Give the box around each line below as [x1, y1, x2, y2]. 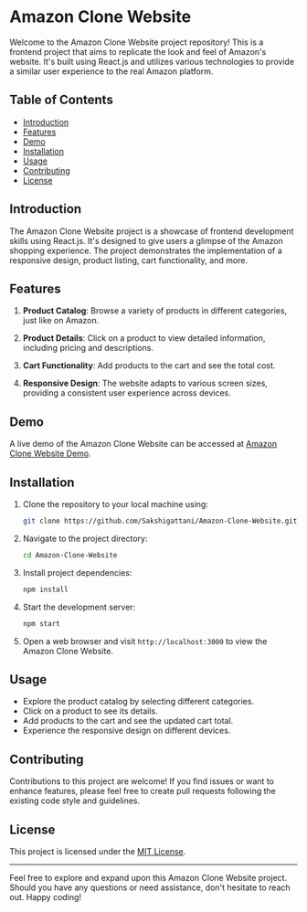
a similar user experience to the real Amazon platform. [9, 66, 214, 77]
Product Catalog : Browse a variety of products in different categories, [22, 305, 288, 316]
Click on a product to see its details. [22, 705, 158, 716]
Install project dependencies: [22, 567, 132, 578]
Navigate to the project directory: [22, 533, 148, 544]
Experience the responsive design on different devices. [22, 725, 231, 737]
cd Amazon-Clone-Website [22, 550, 118, 559]
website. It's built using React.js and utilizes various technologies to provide [9, 56, 295, 67]
